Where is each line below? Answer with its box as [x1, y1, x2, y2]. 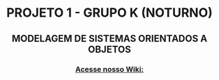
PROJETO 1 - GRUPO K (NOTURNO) [6, 5, 213, 21]
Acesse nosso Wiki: [75, 64, 144, 74]
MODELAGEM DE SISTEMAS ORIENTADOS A [11, 33, 208, 45]
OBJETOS [87, 43, 132, 55]
